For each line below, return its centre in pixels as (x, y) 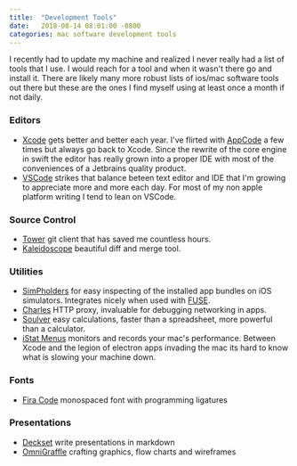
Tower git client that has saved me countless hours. (116, 239)
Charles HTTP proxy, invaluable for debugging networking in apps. (144, 310)
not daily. (26, 97)
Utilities (26, 271)
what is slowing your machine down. (89, 357)
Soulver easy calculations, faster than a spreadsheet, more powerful (147, 319)
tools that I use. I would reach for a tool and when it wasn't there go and (141, 69)
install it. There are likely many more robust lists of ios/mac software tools (144, 78)
